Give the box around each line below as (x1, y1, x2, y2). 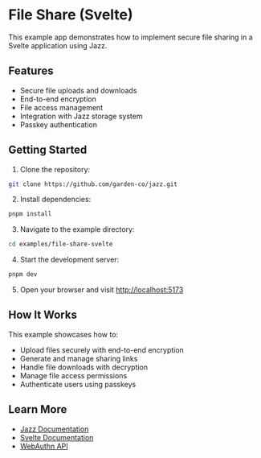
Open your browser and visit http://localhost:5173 (19, 285, 184, 295)
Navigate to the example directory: (19, 225, 135, 234)
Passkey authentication (19, 119, 98, 130)
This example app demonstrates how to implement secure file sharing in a (8, 32, 253, 42)
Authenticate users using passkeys (19, 379, 137, 389)
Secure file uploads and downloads (19, 85, 137, 95)
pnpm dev (8, 270, 38, 279)
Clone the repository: (19, 164, 91, 174)
